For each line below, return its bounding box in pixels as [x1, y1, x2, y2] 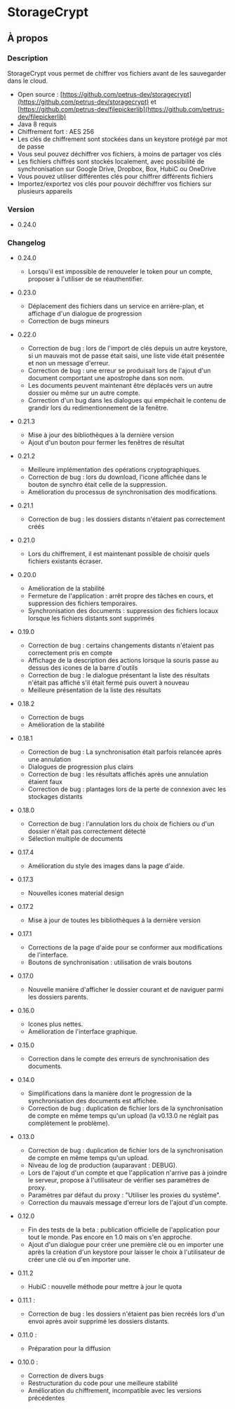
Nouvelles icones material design [27, 889, 124, 898]
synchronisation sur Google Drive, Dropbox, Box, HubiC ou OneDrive [17, 164, 216, 173]
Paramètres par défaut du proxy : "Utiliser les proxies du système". [27, 1191, 221, 1199]
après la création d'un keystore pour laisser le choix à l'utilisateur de [27, 1248, 226, 1256]
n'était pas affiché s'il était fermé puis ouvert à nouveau [27, 678, 189, 687]
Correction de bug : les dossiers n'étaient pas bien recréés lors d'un [27, 1309, 225, 1319]
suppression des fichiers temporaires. [27, 599, 138, 607]
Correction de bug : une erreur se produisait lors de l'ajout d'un [27, 366, 211, 375]
